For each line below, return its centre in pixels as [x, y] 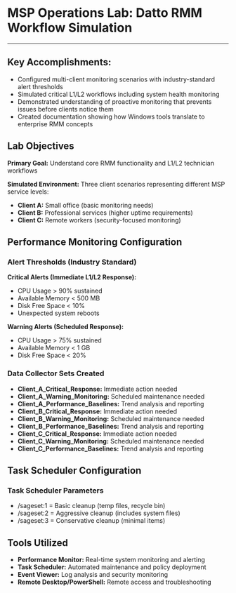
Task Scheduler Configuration [74, 471]
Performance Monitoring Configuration [95, 242]
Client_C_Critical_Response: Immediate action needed [97, 434]
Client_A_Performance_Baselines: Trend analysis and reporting [111, 404]
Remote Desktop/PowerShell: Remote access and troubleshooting [114, 582]
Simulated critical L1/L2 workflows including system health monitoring [118, 94]
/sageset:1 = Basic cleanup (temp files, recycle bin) [91, 506]
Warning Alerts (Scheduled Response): [66, 327]
